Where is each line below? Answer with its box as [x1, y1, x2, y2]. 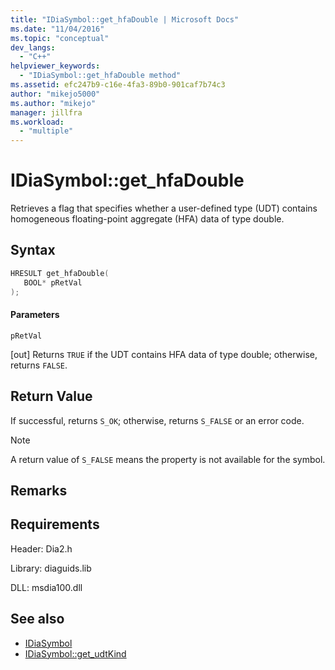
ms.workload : [10, 117, 65, 127]
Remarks [10, 482, 68, 499]
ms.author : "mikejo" [10, 98, 97, 108]
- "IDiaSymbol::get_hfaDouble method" [19, 71, 182, 81]
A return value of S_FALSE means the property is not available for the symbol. [10, 453, 326, 465]
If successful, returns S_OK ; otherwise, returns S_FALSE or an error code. [10, 414, 305, 426]
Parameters [10, 309, 60, 321]
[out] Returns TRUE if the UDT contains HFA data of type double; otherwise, [10, 348, 318, 360]
